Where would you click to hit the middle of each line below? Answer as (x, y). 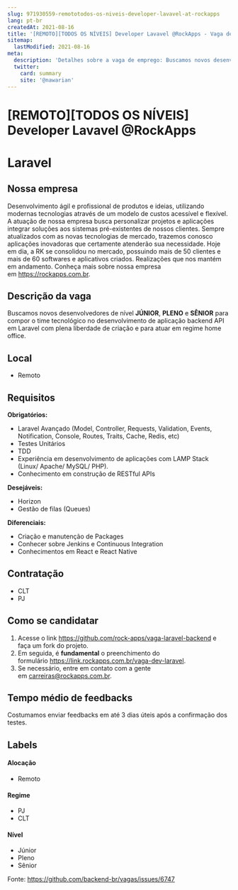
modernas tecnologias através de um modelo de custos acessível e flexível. (118, 213)
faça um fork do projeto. (53, 645)
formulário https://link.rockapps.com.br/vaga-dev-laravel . (102, 661)
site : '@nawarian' (47, 80)
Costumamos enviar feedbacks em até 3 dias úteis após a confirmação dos (118, 715)
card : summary (41, 73)
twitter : (27, 67)
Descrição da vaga (50, 296)
